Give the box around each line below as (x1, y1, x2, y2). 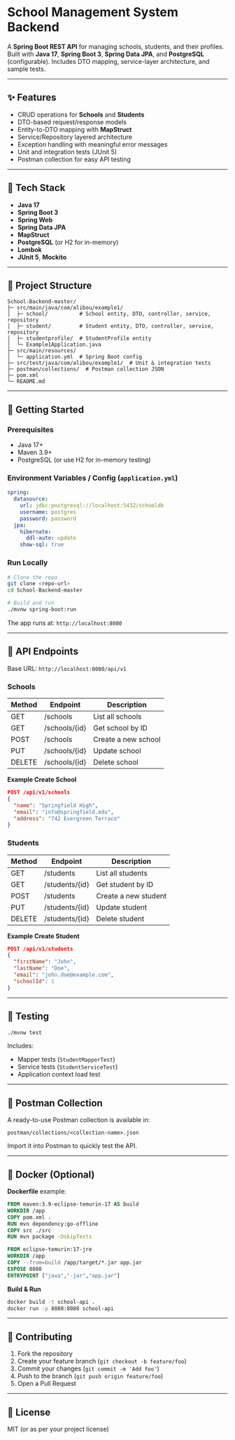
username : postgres (20, 508, 77, 516)
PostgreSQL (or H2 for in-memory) (17, 238, 119, 246)
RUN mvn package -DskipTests (7, 1233, 92, 1241)
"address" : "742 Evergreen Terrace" (13, 815, 120, 822)
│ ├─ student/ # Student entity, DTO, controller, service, (7, 323, 215, 330)
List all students (96, 868, 148, 878)
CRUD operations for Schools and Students (17, 110, 145, 119)
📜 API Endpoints (7, 646, 79, 658)
